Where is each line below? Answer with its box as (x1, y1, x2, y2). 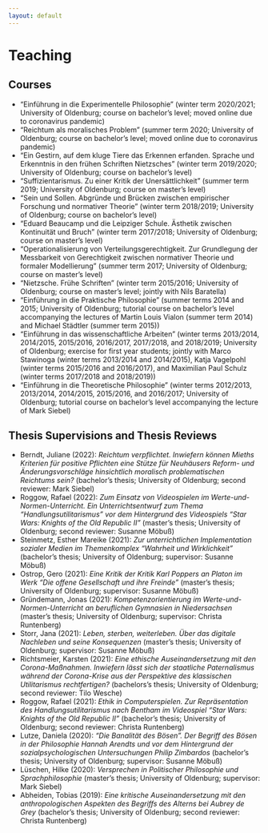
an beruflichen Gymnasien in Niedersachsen (85, 603, 233, 613)
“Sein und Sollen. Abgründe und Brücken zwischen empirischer (19, 193, 230, 203)
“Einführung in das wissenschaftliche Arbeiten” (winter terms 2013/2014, (19, 329, 260, 339)
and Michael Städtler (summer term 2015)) (19, 320, 160, 330)
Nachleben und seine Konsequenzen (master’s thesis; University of (19, 638, 242, 647)
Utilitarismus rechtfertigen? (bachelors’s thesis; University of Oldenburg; (19, 680, 258, 690)
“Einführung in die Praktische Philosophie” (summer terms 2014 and (19, 295, 244, 304)
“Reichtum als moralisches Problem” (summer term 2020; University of (19, 125, 254, 135)
